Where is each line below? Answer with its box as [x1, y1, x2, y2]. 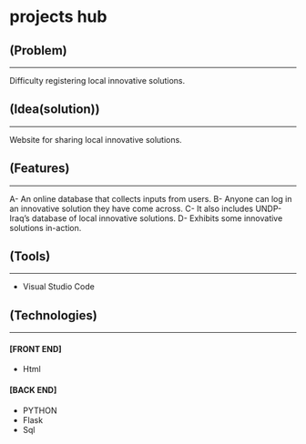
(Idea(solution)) [9, 102, 100, 117]
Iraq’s [9, 212, 30, 224]
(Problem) [9, 43, 67, 58]
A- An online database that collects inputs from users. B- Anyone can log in [9, 193, 292, 204]
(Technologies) [9, 308, 97, 323]
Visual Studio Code [22, 281, 96, 292]
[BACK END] [9, 385, 57, 396]
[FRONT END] [9, 343, 62, 354]
